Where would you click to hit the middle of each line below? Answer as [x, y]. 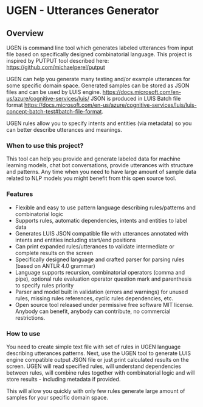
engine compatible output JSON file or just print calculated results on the [98, 359]
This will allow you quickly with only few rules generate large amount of [96, 391]
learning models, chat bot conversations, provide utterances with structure [100, 165]
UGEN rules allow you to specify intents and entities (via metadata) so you [99, 123]
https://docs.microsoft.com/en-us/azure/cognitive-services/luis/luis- [110, 105]
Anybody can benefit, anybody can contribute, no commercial [93, 311]
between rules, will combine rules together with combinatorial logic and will [101, 372]
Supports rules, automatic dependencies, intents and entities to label [101, 220]
